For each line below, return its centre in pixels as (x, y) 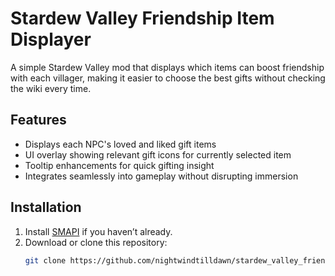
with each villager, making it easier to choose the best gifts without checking (168, 78)
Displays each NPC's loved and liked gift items (120, 144)
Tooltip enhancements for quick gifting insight (119, 165)
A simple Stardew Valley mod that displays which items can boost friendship (167, 67)
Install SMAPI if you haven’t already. (98, 231)
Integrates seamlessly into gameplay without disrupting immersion (161, 176)
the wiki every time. (51, 88)
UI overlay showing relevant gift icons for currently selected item (158, 154)
